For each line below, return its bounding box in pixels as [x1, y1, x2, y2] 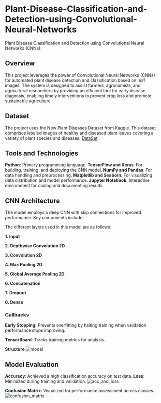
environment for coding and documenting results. [5, 183, 104, 189]
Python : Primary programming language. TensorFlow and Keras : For [5, 162, 143, 168]
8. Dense [5, 299, 23, 305]
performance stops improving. [5, 327, 66, 333]
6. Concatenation [5, 280, 41, 287]
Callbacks [5, 311, 29, 318]
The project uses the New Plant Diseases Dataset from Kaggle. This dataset [5, 125, 156, 130]
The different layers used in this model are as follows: [5, 224, 112, 230]
